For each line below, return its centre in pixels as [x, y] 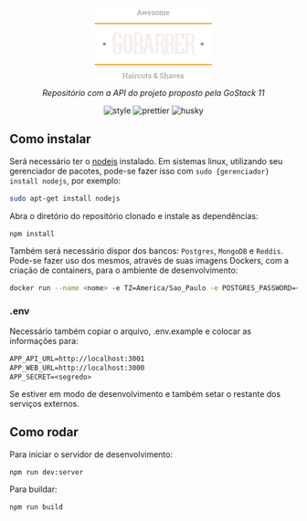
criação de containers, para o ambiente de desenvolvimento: [124, 270]
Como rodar [44, 432]
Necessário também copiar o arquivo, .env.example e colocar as [131, 331]
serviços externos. [44, 403]
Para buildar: [33, 489]
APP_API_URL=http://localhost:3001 [77, 359]
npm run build [37, 507]
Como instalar [50, 139]
